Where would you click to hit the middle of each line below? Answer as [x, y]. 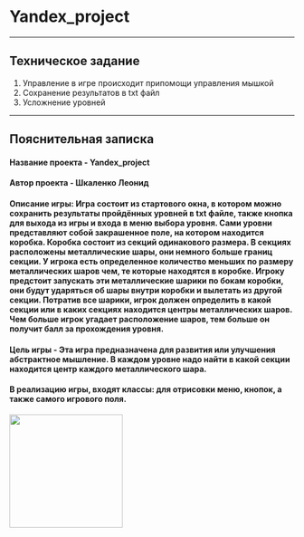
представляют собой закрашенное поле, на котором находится [137, 232]
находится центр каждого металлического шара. [108, 369]
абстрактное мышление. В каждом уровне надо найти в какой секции [150, 359]
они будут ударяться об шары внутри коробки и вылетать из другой [146, 290]
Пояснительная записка [82, 139]
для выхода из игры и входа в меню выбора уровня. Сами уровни [141, 223]
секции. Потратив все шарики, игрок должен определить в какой [140, 300]
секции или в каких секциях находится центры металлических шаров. [151, 309]
